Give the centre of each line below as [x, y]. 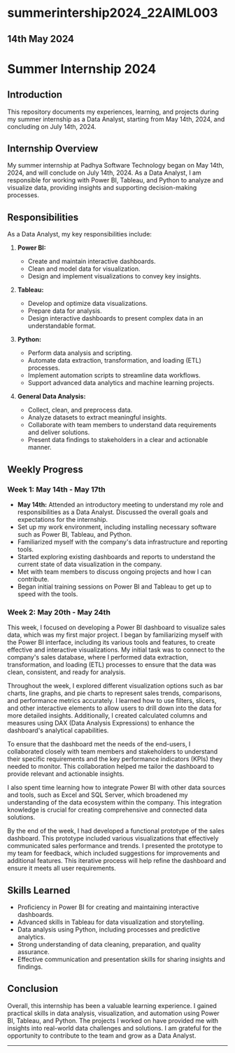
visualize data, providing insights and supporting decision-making [102, 188]
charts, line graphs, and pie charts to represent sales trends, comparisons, [115, 693]
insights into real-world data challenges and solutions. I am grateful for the [115, 1028]
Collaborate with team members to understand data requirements [122, 425]
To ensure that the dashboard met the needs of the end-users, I [99, 744]
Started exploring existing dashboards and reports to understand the [116, 556]
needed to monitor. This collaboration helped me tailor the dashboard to [111, 767]
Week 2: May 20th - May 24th [59, 612]
